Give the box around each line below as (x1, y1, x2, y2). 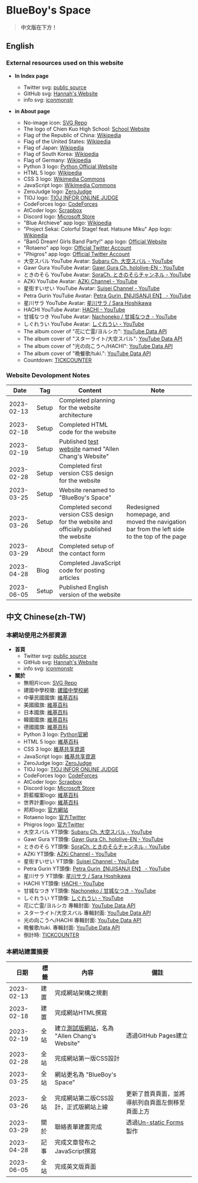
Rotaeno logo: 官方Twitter (23, 813, 87, 820)
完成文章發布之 (55, 1138, 97, 1146)
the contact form (58, 549, 105, 557)
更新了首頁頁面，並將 (126, 1089, 186, 1098)
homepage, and (126, 510, 170, 518)
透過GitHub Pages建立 (126, 1031, 188, 1039)
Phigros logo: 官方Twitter (23, 821, 84, 828)
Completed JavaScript (58, 559, 121, 567)
